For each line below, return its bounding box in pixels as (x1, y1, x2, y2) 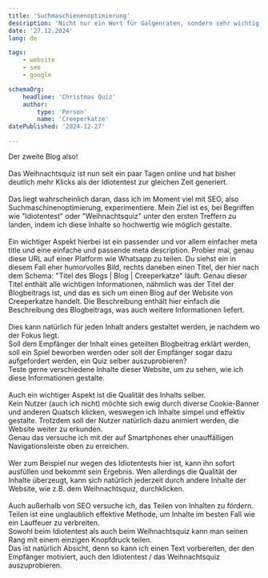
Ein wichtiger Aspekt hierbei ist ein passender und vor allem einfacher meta (8, 237, 258, 246)
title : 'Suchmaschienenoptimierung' (8, 11, 130, 20)
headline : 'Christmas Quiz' (22, 93, 116, 101)
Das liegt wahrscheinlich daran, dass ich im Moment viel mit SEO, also (8, 194, 239, 204)
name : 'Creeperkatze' (37, 115, 110, 123)
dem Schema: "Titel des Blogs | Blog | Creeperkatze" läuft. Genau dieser (8, 271, 248, 281)
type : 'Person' (37, 107, 88, 116)
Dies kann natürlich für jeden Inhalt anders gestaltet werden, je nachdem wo (8, 322, 260, 331)
